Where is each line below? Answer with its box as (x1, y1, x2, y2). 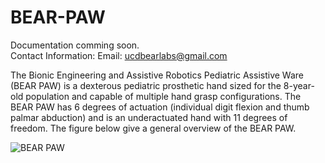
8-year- (283, 79, 315, 91)
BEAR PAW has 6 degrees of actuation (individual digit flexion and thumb (10, 101, 310, 113)
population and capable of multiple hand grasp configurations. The (25, 90, 302, 102)
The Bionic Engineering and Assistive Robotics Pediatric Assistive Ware (10, 69, 304, 81)
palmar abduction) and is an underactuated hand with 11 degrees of (10, 111, 288, 123)
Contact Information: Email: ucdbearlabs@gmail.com (10, 49, 228, 61)
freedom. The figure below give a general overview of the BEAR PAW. (10, 122, 297, 134)
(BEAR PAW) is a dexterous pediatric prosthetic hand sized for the (10, 79, 282, 91)
